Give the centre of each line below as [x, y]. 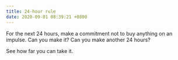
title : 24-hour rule [31, 11]
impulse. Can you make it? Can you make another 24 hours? [78, 40]
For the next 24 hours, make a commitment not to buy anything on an [89, 33]
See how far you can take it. [40, 51]
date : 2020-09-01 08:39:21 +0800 [47, 17]
